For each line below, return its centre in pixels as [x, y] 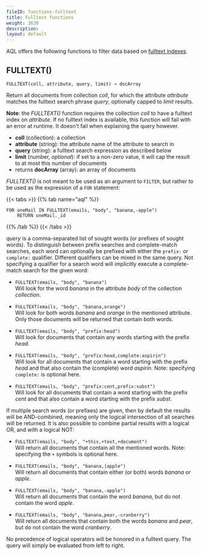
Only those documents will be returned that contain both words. [94, 319]
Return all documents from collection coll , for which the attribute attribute [97, 95]
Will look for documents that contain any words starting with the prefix [102, 337]
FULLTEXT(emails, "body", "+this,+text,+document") [81, 442]
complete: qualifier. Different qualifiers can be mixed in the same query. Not [100, 257]
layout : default [26, 34]
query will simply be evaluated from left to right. [66, 545]
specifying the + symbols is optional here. [66, 454]
